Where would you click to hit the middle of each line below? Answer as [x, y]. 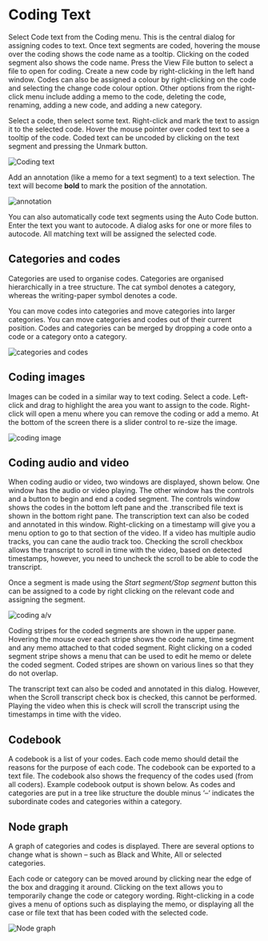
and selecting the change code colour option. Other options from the [122, 88]
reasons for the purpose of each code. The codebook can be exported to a [132, 768]
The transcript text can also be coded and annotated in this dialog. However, [134, 689]
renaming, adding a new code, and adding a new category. [105, 105]
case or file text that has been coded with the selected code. [108, 913]
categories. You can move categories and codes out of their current [120, 319]
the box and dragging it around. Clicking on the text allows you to [116, 887]
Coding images [47, 377]
